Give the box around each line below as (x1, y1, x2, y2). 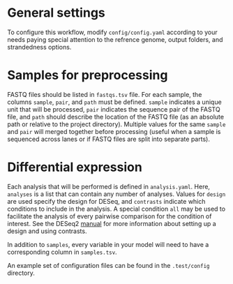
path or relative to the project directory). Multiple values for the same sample (7, 120, 226, 128)
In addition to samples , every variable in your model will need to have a (7, 240, 209, 248)
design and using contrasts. (7, 227, 87, 235)
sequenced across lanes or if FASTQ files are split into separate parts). (7, 135, 211, 143)
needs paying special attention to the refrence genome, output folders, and (7, 35, 223, 43)
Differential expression (7, 159, 143, 175)
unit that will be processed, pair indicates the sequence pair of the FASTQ (7, 105, 221, 113)
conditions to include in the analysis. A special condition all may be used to (7, 204, 225, 213)
